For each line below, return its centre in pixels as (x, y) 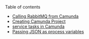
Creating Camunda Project (39, 21)
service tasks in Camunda (38, 26)
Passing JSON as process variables (48, 32)
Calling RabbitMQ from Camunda (45, 16)
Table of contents (23, 7)
